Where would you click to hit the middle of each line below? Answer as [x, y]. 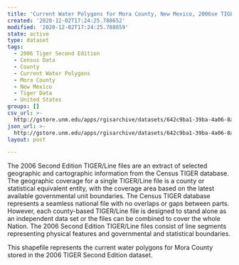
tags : [15, 47]
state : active [28, 34]
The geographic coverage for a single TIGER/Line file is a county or [106, 181]
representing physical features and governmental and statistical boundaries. [119, 234]
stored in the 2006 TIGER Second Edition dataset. [80, 255]
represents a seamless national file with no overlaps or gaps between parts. [118, 204]
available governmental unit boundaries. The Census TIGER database [109, 196]
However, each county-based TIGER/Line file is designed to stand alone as [117, 211]
